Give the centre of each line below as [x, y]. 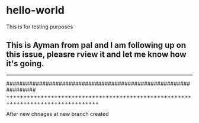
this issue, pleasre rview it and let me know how [96, 55]
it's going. [25, 64]
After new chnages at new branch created [57, 114]
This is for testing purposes [40, 27]
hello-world [36, 10]
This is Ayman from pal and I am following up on [96, 45]
